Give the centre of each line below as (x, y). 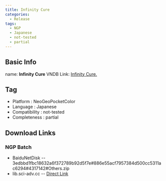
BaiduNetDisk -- (29, 158)
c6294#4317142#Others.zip (41, 169)
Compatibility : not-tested (38, 112)
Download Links (30, 133)
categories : (17, 14)
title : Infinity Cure (28, 10)
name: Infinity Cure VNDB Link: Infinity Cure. (51, 74)
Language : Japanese (34, 107)
